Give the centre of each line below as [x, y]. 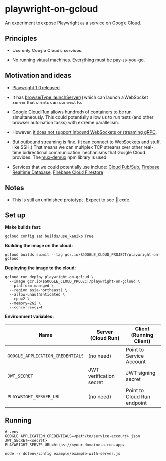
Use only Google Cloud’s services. [47, 50]
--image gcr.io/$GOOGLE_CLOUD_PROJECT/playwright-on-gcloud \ [75, 282]
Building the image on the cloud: [39, 246]
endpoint [136, 403]
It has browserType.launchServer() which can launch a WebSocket [80, 97]
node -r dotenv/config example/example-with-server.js [63, 454]
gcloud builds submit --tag [34, 255]
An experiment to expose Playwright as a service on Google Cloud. [73, 23]
